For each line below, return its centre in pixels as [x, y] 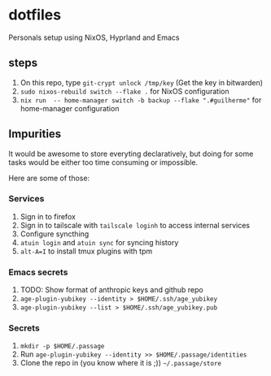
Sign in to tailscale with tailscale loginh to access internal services [135, 225]
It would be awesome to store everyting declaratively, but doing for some [131, 153]
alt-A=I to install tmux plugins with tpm [86, 251]
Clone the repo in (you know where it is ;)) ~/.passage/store [121, 363]
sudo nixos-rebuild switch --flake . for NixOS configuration [125, 91]
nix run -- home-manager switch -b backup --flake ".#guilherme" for [141, 100]
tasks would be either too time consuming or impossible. [103, 162]
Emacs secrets [38, 272]
